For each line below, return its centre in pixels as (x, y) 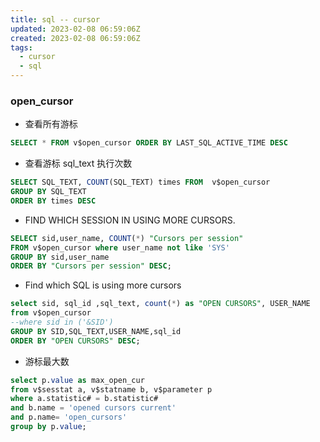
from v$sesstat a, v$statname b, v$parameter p (111, 389)
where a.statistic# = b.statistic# (84, 399)
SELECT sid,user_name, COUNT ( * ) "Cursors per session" (127, 238)
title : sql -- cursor (55, 19)
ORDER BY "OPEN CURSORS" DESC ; (75, 341)
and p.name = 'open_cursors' (69, 417)
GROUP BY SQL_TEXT (48, 192)
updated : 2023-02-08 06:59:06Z (75, 29)
